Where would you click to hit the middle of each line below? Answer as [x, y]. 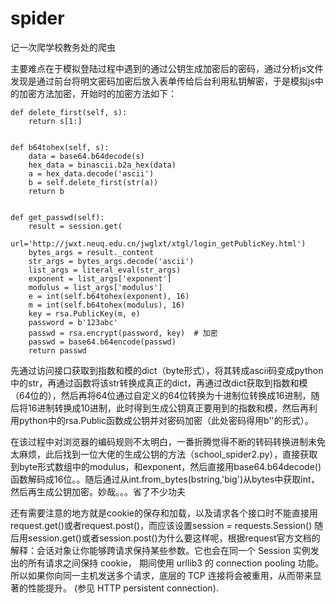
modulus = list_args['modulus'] [95, 287]
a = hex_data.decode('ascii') [91, 173]
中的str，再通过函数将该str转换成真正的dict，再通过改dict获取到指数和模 [159, 383]
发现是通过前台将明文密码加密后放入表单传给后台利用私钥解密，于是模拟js [162, 81]
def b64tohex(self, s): [60, 147]
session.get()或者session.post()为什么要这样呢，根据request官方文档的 [174, 538]
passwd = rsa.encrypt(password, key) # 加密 [123, 333]
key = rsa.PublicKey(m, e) [84, 313]
